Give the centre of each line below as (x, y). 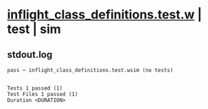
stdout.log (30, 54)
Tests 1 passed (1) (35, 88)
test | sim (34, 29)
